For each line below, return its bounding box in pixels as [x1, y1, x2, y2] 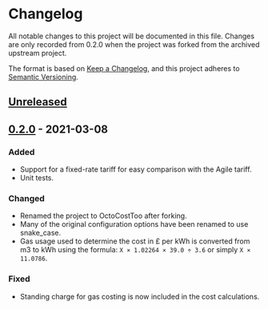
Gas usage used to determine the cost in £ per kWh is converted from [19, 236, 250, 246]
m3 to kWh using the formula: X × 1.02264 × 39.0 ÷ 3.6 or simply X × [19, 245, 251, 255]
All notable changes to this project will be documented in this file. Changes [8, 31, 254, 41]
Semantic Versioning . [8, 72, 78, 81]
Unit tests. [19, 173, 54, 183]
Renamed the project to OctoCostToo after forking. [19, 211, 187, 220]
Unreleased [8, 95, 68, 109]
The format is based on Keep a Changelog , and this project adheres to [8, 63, 240, 73]
